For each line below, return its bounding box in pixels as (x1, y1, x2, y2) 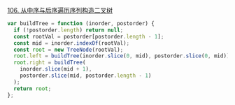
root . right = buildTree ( (13, 59, 86, 66)
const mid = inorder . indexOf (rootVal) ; (13, 39, 130, 47)
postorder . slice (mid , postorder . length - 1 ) (20, 72, 152, 79)
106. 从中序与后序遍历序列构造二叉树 (7, 6, 113, 14)
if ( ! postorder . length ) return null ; (13, 27, 124, 34)
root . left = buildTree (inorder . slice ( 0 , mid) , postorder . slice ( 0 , (13, 52, 211, 59)
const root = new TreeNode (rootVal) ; (13, 46, 124, 53)
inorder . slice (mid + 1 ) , (20, 66, 92, 73)
